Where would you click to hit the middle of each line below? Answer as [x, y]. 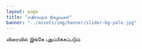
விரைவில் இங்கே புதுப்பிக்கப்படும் [43, 40]
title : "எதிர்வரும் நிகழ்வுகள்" [39, 17]
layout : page [22, 12]
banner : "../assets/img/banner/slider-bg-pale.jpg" [71, 22]
